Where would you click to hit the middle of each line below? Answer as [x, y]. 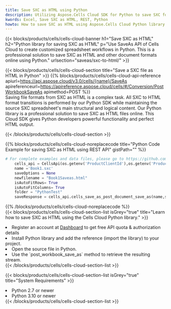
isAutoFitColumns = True [40, 187]
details [12, 233]
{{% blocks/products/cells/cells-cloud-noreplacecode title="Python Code [83, 144]
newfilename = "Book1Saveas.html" [51, 178]
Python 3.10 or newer [34, 296]
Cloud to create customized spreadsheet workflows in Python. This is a [80, 49]
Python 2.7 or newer [33, 291]
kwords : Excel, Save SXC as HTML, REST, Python [57, 19]
